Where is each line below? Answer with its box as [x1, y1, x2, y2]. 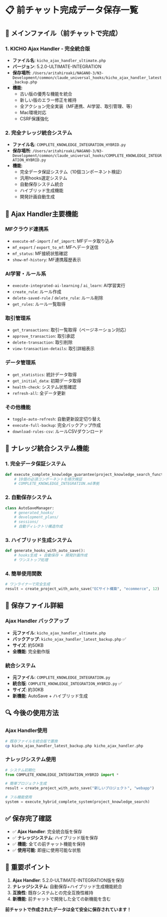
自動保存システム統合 [19, 181, 64, 187]
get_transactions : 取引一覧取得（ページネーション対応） [12, 327, 129, 333]
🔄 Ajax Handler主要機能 [5, 210, 79, 218]
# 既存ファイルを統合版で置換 [5, 739, 58, 744]
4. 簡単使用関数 [5, 570, 42, 577]
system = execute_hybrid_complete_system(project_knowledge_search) [5, 799, 150, 805]
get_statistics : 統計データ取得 [12, 371, 77, 378]
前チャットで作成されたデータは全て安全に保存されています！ [5, 906, 132, 912]
